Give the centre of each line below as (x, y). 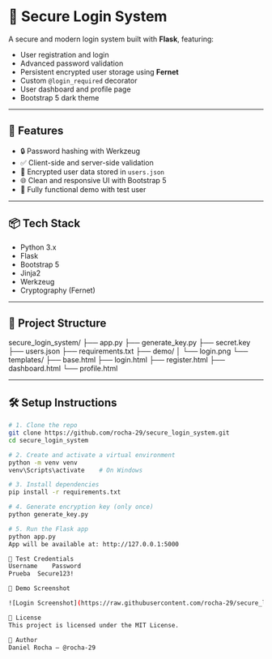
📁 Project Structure (57, 323)
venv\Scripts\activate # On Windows (76, 470)
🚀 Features (36, 131)
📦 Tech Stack (45, 223)
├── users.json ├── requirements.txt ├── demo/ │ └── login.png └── (128, 351)
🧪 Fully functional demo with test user (83, 189)
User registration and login (64, 54)
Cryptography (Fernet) (57, 290)
